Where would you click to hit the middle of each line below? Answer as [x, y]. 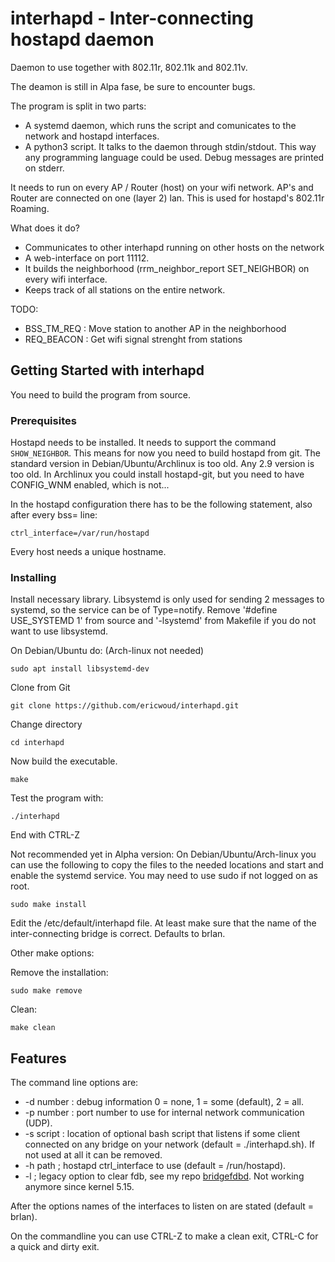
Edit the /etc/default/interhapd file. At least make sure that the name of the [163, 923]
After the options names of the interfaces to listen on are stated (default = [162, 1206]
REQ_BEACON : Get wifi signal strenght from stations [133, 339]
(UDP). [38, 1123]
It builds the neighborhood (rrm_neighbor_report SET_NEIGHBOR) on [167, 268]
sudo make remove [46, 991]
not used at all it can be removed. [93, 1155]
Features [38, 1058]
